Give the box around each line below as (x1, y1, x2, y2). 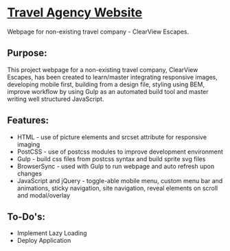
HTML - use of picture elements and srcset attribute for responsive (16, 132, 207, 141)
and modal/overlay (16, 191, 71, 200)
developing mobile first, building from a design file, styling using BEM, (7, 80, 205, 88)
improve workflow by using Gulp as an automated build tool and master (7, 87, 209, 95)
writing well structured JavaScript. (7, 95, 104, 103)
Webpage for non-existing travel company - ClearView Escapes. (7, 27, 189, 36)
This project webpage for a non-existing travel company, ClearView (7, 65, 198, 73)
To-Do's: (7, 211, 46, 222)
